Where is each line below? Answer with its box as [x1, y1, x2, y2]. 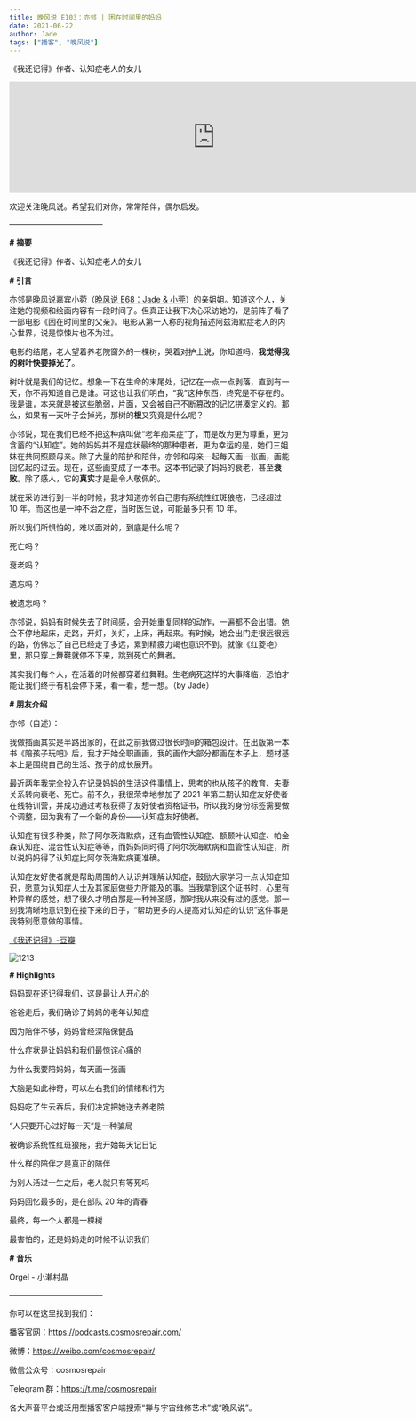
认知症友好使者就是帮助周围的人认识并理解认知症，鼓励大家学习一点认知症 [9, 871, 282, 882]
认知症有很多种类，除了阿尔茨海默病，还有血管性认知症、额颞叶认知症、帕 [9, 830, 282, 841]
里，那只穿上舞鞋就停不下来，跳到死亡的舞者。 [9, 650, 180, 661]
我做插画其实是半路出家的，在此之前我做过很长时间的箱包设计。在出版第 [9, 737, 274, 747]
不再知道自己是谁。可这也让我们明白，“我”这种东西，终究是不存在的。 [32, 388, 289, 399]
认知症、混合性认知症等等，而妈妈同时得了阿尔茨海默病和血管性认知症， [16, 842, 282, 852]
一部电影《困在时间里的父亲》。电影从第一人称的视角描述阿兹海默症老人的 [9, 317, 278, 327]
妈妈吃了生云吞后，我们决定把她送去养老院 [9, 1102, 165, 1112]
